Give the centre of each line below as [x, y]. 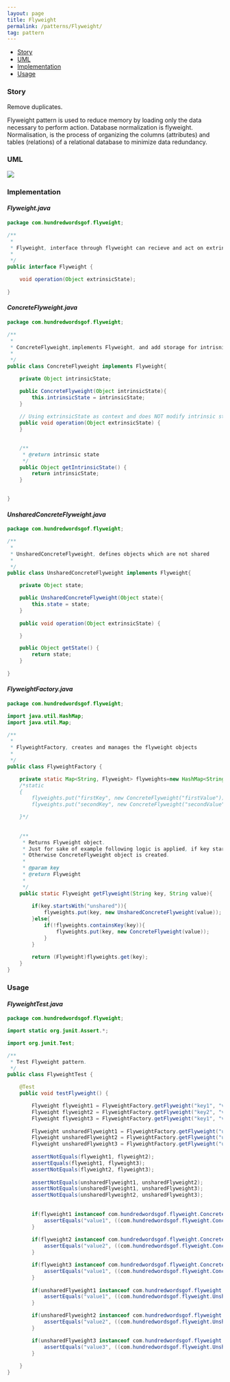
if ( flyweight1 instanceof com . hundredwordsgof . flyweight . [116, 1214]
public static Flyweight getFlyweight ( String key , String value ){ [116, 893]
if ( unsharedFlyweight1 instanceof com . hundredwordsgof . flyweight [127, 1290]
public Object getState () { [59, 648]
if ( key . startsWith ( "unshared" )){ [79, 906]
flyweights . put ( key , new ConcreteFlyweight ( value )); [133, 931]
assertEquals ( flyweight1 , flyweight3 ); [89, 1163]
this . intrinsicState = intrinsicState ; [89, 397]
